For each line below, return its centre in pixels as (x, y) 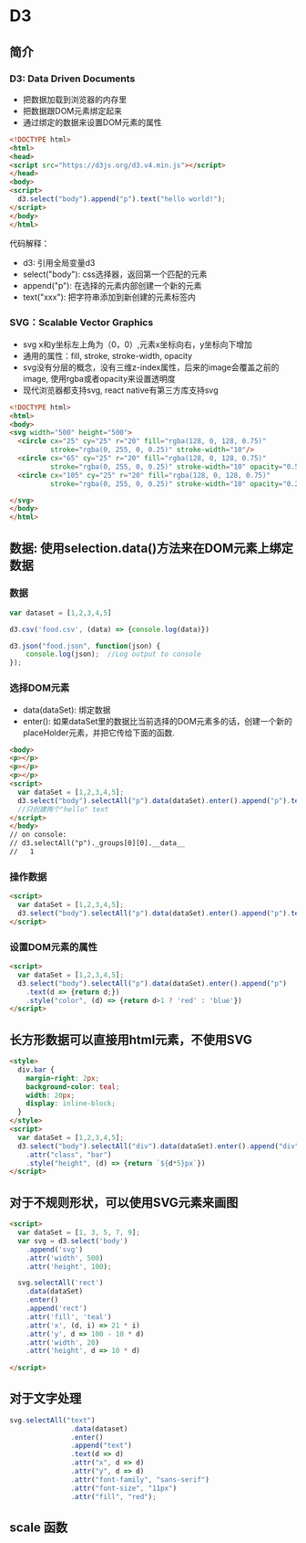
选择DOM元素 (40, 688)
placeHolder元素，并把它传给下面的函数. (99, 733)
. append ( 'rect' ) (57, 1308)
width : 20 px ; (51, 1095)
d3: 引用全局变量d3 (59, 262)
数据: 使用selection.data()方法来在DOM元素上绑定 (152, 548)
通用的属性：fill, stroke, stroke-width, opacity (107, 355)
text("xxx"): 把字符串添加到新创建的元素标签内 (109, 297)
